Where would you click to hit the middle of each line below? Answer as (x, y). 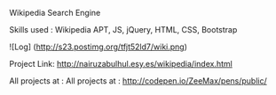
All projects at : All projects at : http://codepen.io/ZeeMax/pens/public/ (138, 81)
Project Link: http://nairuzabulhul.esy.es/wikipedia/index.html (121, 64)
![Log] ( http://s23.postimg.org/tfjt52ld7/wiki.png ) (99, 47)
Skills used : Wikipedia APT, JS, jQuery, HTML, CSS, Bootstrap (123, 29)
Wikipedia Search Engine (55, 13)
